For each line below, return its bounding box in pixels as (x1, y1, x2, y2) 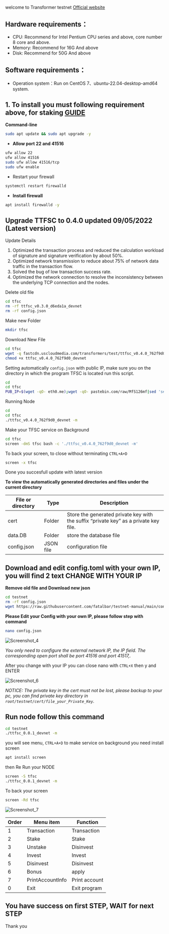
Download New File (5, 336, 46, 342)
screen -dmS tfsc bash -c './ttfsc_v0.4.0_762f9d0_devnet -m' (5, 441, 138, 446)
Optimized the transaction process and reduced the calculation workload (12, 247, 164, 253)
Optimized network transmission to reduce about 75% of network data (12, 258, 159, 264)
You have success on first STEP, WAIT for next (5, 902, 154, 910)
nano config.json (5, 628, 42, 633)
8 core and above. (12, 39, 50, 45)
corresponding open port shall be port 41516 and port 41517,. (5, 652, 131, 658)
